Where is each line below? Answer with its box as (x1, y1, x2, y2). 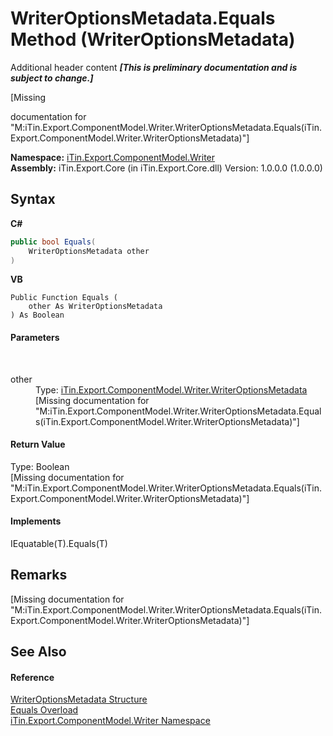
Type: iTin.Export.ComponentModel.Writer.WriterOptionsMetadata (35, 383, 308, 396)
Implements (10, 515, 62, 527)
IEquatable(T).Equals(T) (10, 537, 108, 549)
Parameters (10, 331, 60, 343)
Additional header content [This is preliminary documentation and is (10, 61, 298, 73)
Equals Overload (10, 704, 79, 716)
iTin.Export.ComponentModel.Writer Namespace (10, 715, 211, 727)
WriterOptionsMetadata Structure (10, 693, 148, 706)
